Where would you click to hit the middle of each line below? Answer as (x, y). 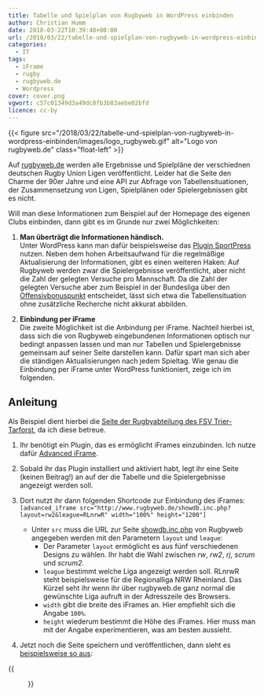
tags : (17, 60)
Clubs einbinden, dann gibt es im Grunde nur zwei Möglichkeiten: (114, 222)
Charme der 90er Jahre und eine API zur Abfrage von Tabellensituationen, (128, 181)
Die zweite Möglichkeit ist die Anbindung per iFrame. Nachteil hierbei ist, (137, 328)
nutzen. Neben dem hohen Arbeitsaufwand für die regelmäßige (122, 254)
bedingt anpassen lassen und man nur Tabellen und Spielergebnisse (130, 344)
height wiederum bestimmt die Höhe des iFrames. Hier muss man (149, 621)
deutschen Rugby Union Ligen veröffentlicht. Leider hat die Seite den (120, 173)
